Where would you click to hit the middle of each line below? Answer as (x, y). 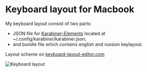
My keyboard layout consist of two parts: (49, 23)
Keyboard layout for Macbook (70, 9)
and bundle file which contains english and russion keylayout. (78, 44)
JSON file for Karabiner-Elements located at (59, 33)
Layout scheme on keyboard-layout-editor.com (55, 54)
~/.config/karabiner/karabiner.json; (49, 39)
